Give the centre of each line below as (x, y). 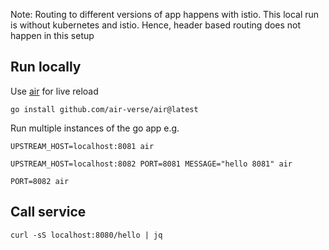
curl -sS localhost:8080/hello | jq (86, 235)
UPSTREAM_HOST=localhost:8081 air (82, 146)
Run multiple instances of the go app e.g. (95, 128)
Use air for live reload (54, 91)
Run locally (46, 67)
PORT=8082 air (40, 181)
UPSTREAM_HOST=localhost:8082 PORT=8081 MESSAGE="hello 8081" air (151, 164)
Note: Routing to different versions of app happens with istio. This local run (165, 14)
